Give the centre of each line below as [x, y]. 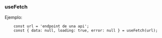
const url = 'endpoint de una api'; [52, 26]
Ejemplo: [14, 18]
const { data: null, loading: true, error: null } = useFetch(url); [86, 31]
